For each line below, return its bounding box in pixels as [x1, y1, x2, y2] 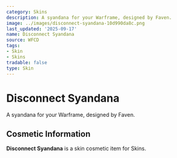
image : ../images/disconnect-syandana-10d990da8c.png [6, 20, 145, 26]
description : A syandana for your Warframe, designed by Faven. [6, 15, 172, 21]
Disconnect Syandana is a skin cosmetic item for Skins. [6, 145, 147, 152]
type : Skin [6, 65, 34, 71]
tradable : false [6, 59, 47, 65]
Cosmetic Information [6, 128, 91, 139]
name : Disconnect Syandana [6, 31, 75, 38]
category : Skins [6, 8, 47, 15]
